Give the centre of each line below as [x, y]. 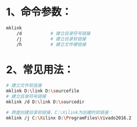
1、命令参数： [39, 12]
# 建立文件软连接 [24, 85]
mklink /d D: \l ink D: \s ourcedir [45, 102]
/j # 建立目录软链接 [51, 39]
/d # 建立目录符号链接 [54, 33]
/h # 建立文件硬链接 [51, 44]
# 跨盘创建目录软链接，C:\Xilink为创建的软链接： [59, 112]
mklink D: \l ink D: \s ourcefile [43, 91]
